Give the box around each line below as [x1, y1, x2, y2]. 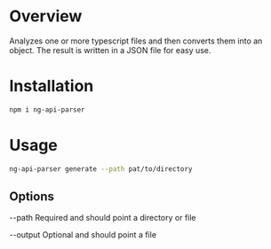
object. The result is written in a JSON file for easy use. [9, 44, 211, 55]
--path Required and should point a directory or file [9, 213, 197, 223]
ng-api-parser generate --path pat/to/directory [9, 164, 193, 174]
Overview [9, 6, 83, 27]
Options [9, 189, 55, 204]
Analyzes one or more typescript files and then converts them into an [9, 35, 263, 46]
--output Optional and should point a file [9, 230, 157, 240]
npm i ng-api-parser [9, 105, 86, 114]
